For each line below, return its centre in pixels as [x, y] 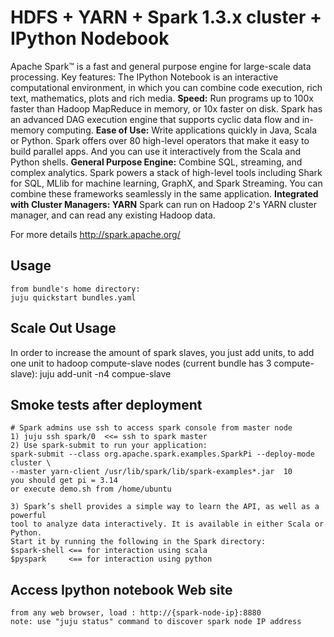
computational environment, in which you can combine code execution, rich [166, 87]
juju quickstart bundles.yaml [73, 297]
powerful [28, 516]
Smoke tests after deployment [106, 404]
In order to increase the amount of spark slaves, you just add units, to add [162, 352]
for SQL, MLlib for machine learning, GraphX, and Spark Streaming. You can [166, 183]
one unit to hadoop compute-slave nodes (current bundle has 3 [141, 363]
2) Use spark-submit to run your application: [109, 446]
